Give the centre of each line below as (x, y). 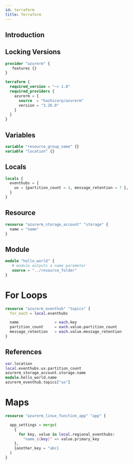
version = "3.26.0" (38, 105)
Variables (20, 135)
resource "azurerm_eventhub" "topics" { (48, 309)
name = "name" (24, 229)
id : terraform (20, 10)
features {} (24, 68)
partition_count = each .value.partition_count (63, 327)
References (23, 352)
